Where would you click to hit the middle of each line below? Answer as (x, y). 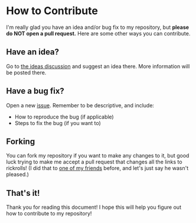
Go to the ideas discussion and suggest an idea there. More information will (98, 66)
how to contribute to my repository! (49, 214)
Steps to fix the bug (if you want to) (58, 123)
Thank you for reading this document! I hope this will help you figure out (94, 207)
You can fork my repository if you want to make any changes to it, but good (98, 156)
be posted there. (26, 73)
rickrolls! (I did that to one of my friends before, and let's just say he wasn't (97, 168)
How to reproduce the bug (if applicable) (64, 117)
